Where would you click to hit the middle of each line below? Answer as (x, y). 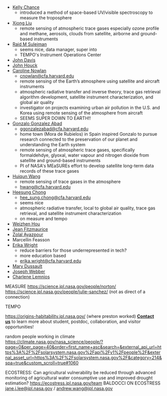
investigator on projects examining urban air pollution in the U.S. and (90, 107)
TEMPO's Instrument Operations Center (60, 55)
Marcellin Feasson (31, 240)
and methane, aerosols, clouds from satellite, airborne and (80, 34)
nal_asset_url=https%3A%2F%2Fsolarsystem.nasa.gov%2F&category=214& (84, 357)
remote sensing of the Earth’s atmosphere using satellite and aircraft (90, 81)
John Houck (25, 65)
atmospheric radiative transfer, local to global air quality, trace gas (87, 208)
